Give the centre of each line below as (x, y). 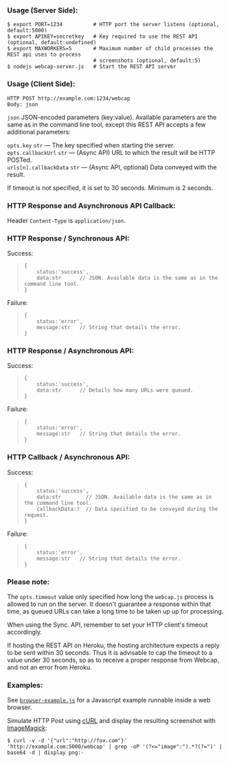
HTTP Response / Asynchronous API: (71, 351)
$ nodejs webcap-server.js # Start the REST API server (92, 67)
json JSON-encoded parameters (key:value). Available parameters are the (112, 117)
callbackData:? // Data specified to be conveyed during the (127, 509)
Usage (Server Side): (43, 10)
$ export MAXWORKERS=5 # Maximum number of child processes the (110, 49)
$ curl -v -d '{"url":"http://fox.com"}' (67, 741)
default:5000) (27, 31)
